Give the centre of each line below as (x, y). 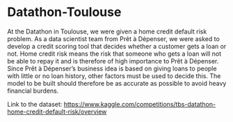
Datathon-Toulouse (64, 12)
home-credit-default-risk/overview (57, 112)
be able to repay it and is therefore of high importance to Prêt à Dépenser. (113, 61)
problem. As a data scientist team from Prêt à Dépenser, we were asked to (114, 38)
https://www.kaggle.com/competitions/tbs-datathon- (140, 104)
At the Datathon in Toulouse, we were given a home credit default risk (107, 31)
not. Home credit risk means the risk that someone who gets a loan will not (114, 54)
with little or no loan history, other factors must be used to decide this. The (114, 76)
